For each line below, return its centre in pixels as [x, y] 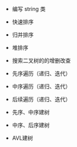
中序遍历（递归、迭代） [41, 86]
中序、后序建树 [31, 125]
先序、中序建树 [31, 112]
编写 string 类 [29, 9]
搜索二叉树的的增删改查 [41, 60]
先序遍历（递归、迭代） [41, 73]
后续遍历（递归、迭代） [41, 99]
